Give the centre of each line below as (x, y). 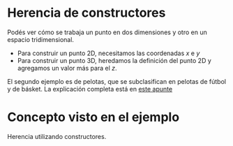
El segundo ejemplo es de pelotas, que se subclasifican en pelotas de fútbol (117, 81)
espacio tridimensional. (41, 39)
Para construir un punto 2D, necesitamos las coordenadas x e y (108, 53)
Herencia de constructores (87, 13)
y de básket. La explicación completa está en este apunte (90, 89)
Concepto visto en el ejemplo (93, 117)
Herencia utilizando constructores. (57, 136)
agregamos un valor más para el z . (67, 68)
